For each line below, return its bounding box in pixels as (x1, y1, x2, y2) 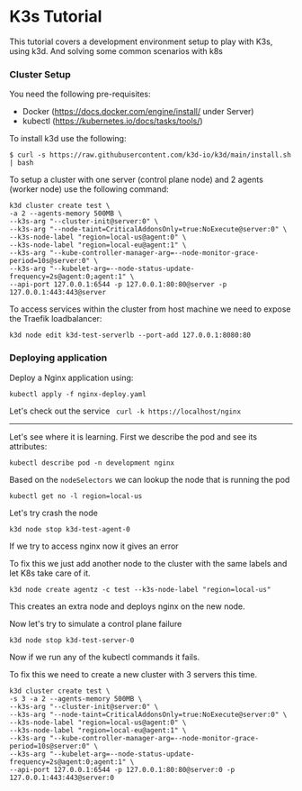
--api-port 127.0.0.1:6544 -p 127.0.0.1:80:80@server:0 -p (9, 765, 235, 774)
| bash (9, 159, 34, 168)
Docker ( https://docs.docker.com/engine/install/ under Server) (22, 106, 254, 117)
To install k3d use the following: (9, 133, 127, 144)
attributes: (9, 441, 48, 451)
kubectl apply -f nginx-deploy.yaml (9, 389, 147, 398)
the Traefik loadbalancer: (9, 314, 102, 324)
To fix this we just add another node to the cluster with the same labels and (9, 558, 288, 568)
